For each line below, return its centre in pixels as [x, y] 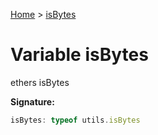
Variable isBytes [79, 55]
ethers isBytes [40, 82]
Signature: [32, 101]
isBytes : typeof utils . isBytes [75, 120]
